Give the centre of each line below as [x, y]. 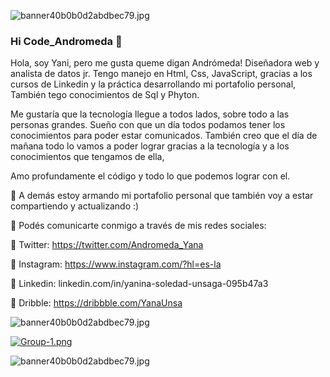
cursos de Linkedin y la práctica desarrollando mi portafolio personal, [153, 84]
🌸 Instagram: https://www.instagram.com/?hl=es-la [116, 264]
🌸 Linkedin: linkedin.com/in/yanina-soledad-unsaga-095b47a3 [139, 284]
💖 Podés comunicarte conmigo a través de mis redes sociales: [138, 226]
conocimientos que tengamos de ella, [87, 157]
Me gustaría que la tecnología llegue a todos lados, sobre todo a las [150, 114]
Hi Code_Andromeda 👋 [66, 41]
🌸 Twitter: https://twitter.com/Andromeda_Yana [107, 245]
